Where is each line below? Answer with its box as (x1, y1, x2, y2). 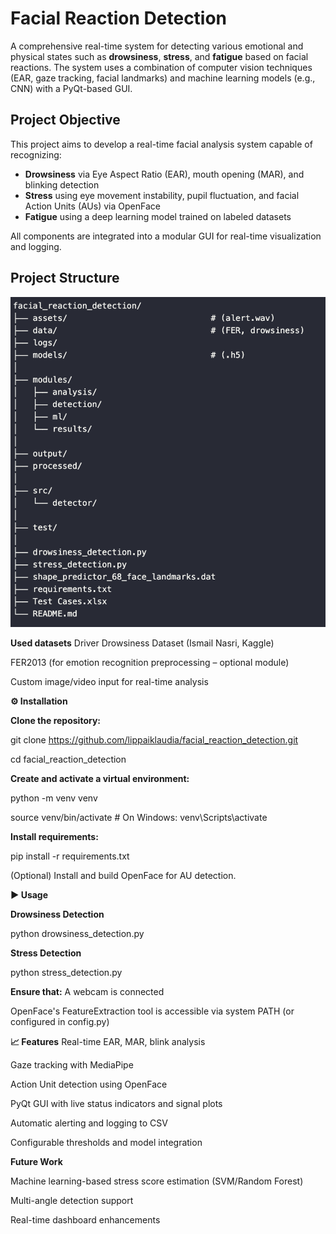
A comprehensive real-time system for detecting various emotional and (10, 40, 304, 52)
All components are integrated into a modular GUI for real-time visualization (10, 230, 322, 242)
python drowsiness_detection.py (10, 927, 145, 939)
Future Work (10, 1155, 63, 1167)
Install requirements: (10, 830, 99, 842)
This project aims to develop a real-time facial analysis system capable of (10, 138, 313, 150)
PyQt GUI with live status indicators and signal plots (10, 1097, 223, 1109)
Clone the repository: (10, 714, 101, 726)
